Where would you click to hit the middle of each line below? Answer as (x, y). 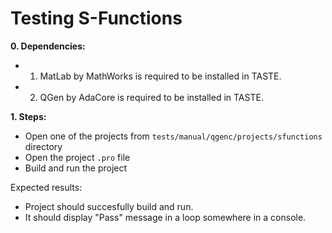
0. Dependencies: (48, 46)
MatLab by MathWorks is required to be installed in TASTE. (160, 76)
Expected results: (46, 187)
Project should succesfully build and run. (109, 206)
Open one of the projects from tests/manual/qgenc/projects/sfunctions (173, 136)
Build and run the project (76, 168)
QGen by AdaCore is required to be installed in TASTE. (151, 97)
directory (43, 146)
